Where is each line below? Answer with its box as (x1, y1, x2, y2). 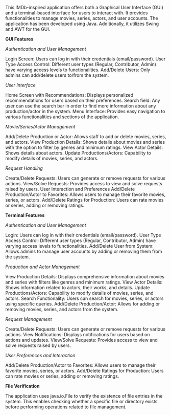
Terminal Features (5, 212, 45, 218)
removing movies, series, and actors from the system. (5, 307, 118, 312)
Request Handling (5, 165, 43, 171)
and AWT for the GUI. (5, 26, 51, 32)
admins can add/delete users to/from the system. (5, 72, 109, 78)
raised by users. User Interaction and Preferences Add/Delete (5, 186, 135, 192)
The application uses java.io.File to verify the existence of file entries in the (5, 393, 163, 399)
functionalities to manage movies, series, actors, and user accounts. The (5, 15, 158, 21)
